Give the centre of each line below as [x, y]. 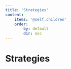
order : [21, 24]
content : [14, 15]
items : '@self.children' [41, 19]
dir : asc [33, 33]
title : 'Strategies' [27, 10]
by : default [36, 29]
